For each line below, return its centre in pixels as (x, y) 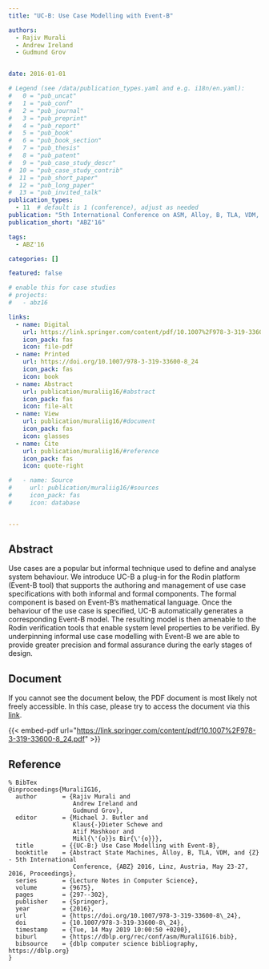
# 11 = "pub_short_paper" (53, 178)
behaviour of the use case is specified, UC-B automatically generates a (126, 611)
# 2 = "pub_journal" (46, 111)
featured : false (35, 273)
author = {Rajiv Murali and (73, 797)
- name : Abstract (44, 384)
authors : (23, 30)
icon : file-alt (48, 406)
